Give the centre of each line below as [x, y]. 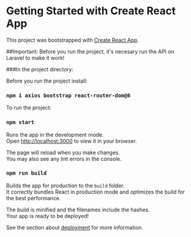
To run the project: [29, 108]
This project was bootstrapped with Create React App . [73, 40]
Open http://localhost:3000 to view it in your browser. [72, 141]
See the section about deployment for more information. [75, 227]
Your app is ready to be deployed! [47, 216]
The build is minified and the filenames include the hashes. [78, 210]
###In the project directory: [40, 69]
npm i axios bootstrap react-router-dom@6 [68, 95]
